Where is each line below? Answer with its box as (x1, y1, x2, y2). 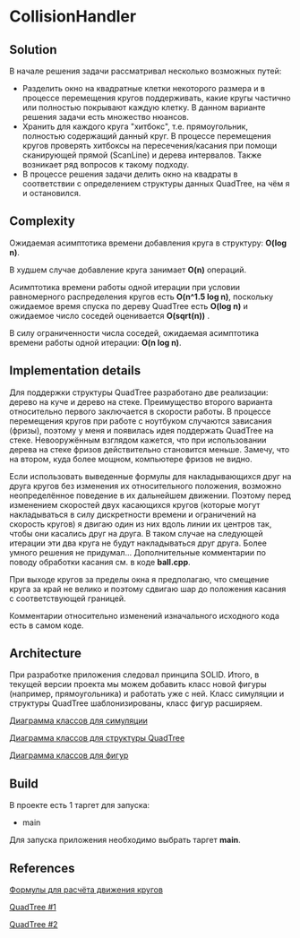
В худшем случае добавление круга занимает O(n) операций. (9, 264, 247, 275)
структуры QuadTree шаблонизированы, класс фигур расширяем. (9, 698, 262, 709)
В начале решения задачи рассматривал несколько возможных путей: (9, 65, 282, 76)
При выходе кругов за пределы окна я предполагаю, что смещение (9, 573, 270, 584)
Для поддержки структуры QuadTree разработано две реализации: (9, 387, 269, 398)
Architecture (9, 646, 82, 661)
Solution (9, 42, 57, 57)
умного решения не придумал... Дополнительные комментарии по (9, 546, 267, 557)
